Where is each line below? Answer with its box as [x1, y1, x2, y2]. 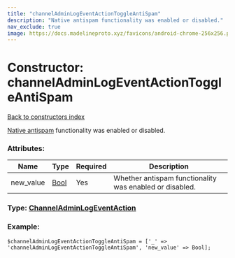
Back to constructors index [7, 113, 85, 121]
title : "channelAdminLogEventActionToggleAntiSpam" [7, 10, 161, 17]
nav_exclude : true [7, 23, 61, 30]
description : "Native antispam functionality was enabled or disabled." [7, 17, 224, 24]
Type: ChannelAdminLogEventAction [7, 203, 136, 213]
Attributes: [7, 144, 45, 154]
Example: [7, 222, 40, 231]
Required [76, 162, 107, 171]
